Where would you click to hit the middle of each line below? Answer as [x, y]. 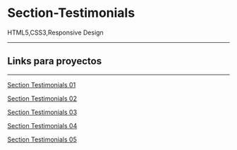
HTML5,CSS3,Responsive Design [55, 32]
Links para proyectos [55, 61]
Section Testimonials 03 [42, 112]
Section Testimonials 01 [42, 85]
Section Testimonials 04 [42, 125]
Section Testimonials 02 [42, 98]
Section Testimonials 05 [42, 139]
